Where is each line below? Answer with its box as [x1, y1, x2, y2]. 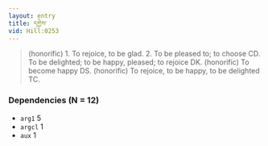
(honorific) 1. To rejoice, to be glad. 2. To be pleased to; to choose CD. [27, 49, 261, 59]
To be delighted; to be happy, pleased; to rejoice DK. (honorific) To [27, 57, 249, 67]
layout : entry [8, 11, 56, 20]
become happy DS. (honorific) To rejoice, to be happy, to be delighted [27, 66, 260, 76]
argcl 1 [19, 122, 44, 131]
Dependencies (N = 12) [8, 94, 99, 106]
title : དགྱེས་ [8, 19, 47, 27]
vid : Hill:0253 [8, 27, 60, 35]
